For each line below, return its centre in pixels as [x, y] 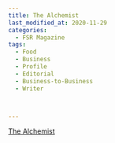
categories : [28, 30]
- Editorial [35, 74]
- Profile [31, 67]
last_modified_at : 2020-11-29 [58, 23]
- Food [26, 52]
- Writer [30, 88]
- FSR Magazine [40, 37]
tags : [17, 45]
